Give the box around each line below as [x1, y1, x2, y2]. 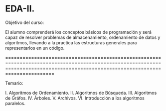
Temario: [5, 80, 23, 86]
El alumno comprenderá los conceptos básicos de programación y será [5, 29, 152, 35]
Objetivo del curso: [5, 19, 44, 25]
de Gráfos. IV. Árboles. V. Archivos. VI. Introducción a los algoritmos [5, 95, 145, 101]
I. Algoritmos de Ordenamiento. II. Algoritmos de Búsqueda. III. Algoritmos [5, 90, 157, 96]
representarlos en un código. [5, 45, 65, 51]
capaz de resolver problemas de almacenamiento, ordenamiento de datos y [5, 34, 161, 40]
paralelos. [5, 100, 26, 106]
